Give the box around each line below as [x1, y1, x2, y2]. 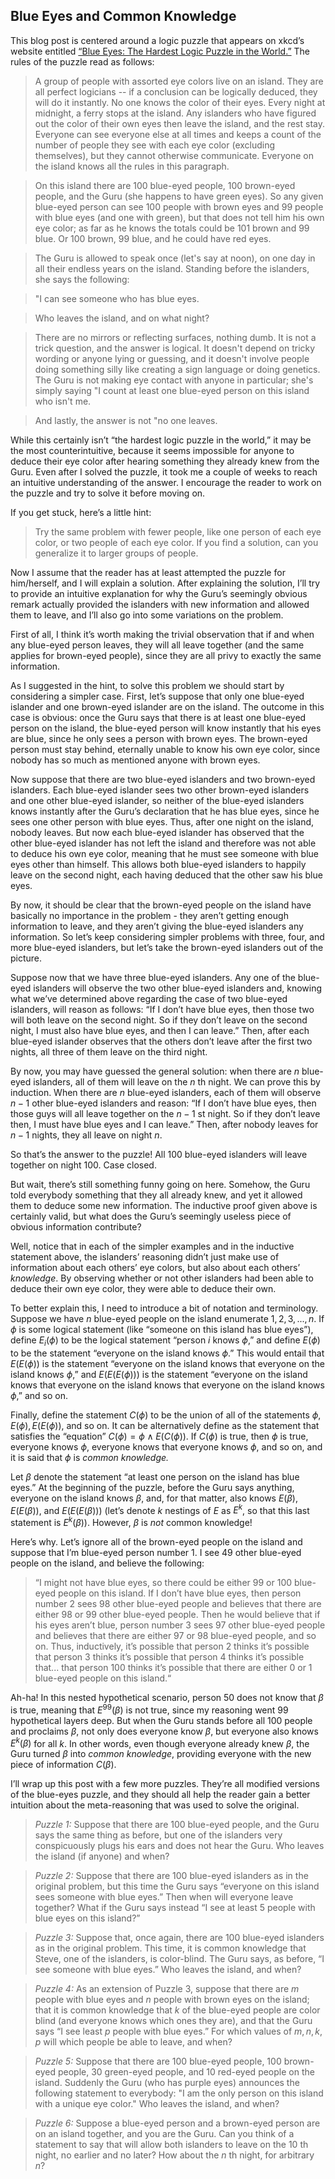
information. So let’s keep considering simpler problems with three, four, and [10, 930, 325, 943]
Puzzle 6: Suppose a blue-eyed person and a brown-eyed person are [34, 2117, 321, 2129]
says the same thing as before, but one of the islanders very [34, 1829, 283, 1841]
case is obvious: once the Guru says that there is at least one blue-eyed [10, 711, 307, 723]
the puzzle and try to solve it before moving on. [10, 487, 206, 499]
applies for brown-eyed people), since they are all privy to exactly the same [10, 649, 322, 661]
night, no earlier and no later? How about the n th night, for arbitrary [34, 2149, 315, 2161]
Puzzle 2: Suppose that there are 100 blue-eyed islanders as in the [34, 1870, 309, 1882]
